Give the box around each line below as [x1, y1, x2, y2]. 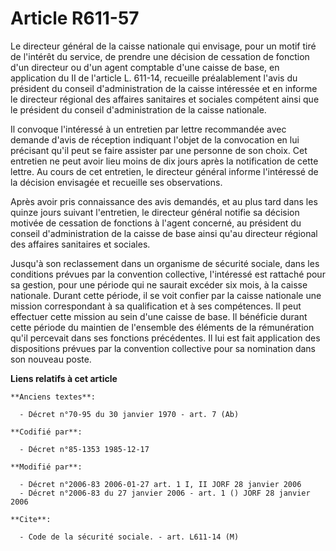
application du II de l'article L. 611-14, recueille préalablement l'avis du [10, 72, 298, 84]
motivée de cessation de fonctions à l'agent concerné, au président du [10, 217, 302, 229]
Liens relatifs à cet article [10, 372, 118, 384]
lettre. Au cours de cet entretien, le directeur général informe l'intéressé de [10, 165, 319, 177]
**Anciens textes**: [10, 392, 97, 402]
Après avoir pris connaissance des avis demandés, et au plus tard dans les [10, 195, 318, 207]
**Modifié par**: [10, 462, 83, 472]
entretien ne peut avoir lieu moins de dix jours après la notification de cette [10, 155, 319, 167]
